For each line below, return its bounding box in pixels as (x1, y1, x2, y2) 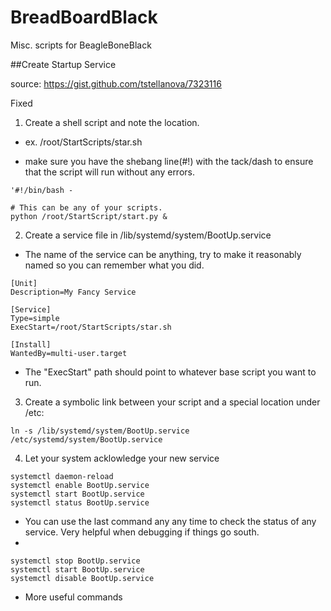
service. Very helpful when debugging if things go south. (24, 526, 260, 538)
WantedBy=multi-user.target (10, 348, 128, 358)
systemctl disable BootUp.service (10, 573, 155, 583)
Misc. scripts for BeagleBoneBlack (10, 39, 152, 51)
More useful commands (24, 591, 123, 603)
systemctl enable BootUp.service (10, 480, 150, 490)
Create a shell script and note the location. (24, 116, 200, 128)
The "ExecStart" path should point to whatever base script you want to (24, 366, 317, 378)
